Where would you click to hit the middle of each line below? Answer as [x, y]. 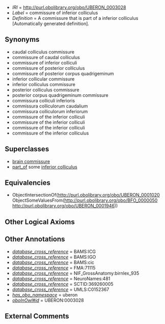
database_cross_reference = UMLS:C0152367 [61, 289]
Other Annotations [35, 239]
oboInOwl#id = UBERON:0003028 [48, 300]
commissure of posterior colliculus [48, 68]
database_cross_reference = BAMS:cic [53, 262]
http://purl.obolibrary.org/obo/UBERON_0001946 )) [65, 206]
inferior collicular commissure [43, 79]
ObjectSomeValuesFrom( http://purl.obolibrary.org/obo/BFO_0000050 [85, 200]
